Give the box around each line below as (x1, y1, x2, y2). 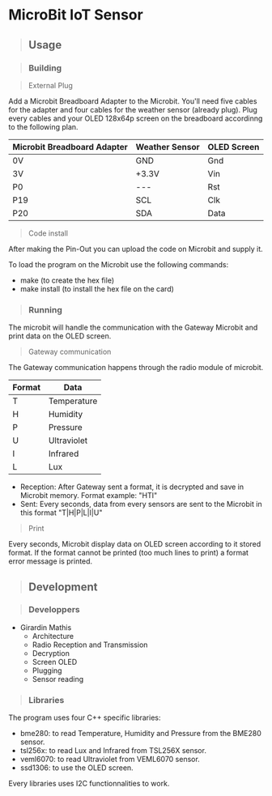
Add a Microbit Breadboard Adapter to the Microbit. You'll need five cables (8, 96, 257, 106)
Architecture (32, 631, 74, 641)
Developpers (28, 604, 80, 615)
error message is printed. (8, 556, 93, 566)
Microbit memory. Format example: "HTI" (19, 491, 158, 500)
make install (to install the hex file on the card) (19, 283, 174, 293)
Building (28, 62, 62, 74)
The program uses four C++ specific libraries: (8, 713, 161, 722)
